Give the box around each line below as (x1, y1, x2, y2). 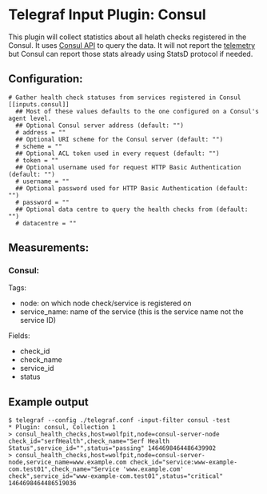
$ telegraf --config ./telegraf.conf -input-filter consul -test (8, 416, 230, 424)
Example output (8, 395, 90, 408)
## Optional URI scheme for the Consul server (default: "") (15, 135, 224, 143)
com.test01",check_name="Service (8, 465, 120, 473)
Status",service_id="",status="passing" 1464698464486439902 (8, 444, 217, 452)
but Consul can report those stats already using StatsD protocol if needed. (8, 49, 253, 58)
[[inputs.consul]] (8, 100, 70, 109)
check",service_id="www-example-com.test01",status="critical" (8, 472, 224, 480)
